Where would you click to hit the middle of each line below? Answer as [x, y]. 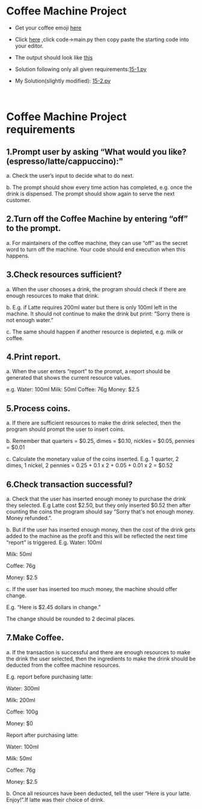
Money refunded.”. [29, 518]
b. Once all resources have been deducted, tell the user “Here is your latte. [99, 793]
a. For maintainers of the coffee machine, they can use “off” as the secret [97, 243]
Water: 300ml [23, 688]
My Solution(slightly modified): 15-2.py [63, 81]
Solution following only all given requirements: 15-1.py [81, 69]
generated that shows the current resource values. [69, 378]
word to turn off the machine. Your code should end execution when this [96, 249]
